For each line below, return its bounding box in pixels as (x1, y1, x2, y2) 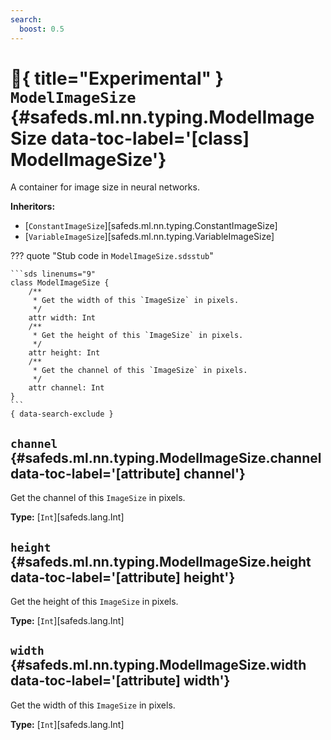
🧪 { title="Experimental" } (10, 67, 224, 90)
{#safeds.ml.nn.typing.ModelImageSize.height (10, 553, 312, 570)
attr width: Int (28, 313, 97, 323)
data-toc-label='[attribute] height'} (10, 569, 236, 586)
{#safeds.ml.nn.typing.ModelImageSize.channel (10, 449, 322, 466)
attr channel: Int (28, 383, 105, 393)
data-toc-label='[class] (50, 127, 250, 150)
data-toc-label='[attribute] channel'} (10, 465, 246, 482)
